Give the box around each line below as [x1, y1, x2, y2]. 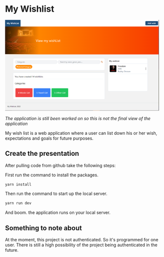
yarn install [5, 182, 32, 187]
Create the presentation [5, 150, 80, 158]
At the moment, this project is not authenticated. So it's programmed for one [5, 237, 159, 243]
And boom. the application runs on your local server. [5, 210, 111, 215]
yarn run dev [5, 201, 32, 206]
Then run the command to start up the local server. [5, 191, 107, 196]
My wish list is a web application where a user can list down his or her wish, [5, 130, 158, 136]
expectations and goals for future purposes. [5, 135, 94, 141]
